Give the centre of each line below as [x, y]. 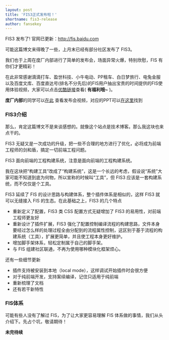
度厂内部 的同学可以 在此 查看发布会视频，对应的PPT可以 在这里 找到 [74, 100]
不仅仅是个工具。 [36, 183]
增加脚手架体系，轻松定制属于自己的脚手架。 [59, 243]
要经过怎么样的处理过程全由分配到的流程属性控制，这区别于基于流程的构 [87, 230]
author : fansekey [23, 24]
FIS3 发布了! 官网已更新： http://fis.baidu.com [52, 39]
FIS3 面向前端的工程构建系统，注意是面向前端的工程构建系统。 [70, 160]
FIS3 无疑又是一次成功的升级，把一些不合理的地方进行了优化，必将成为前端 [83, 143]
